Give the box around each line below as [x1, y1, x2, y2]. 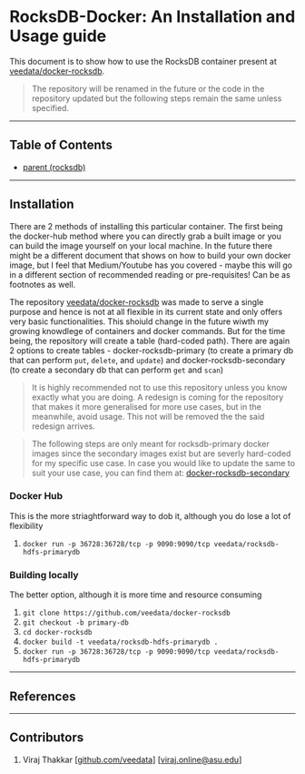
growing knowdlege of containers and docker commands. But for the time [9, 325, 286, 336]
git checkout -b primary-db [22, 618, 129, 627]
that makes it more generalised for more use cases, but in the [31, 401, 261, 412]
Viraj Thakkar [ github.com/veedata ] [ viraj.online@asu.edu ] [22, 754, 242, 765]
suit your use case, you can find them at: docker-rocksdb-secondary [31, 467, 290, 478]
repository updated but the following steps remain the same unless [31, 93, 282, 104]
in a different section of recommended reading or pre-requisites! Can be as [9, 269, 290, 280]
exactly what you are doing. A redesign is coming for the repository [31, 392, 284, 402]
